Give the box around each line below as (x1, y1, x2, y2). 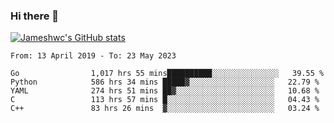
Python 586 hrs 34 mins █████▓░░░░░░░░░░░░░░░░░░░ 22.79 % (10, 77, 320, 88)
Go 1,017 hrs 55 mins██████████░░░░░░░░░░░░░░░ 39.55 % (10, 69, 325, 79)
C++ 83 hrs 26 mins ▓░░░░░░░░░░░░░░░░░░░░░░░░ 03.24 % (10, 104, 320, 114)
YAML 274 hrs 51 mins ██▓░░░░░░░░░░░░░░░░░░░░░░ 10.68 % (10, 86, 320, 96)
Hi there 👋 (10, 9, 60, 23)
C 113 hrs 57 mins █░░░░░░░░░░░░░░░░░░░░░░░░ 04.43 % (10, 95, 320, 105)
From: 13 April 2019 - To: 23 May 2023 (10, 51, 177, 61)
